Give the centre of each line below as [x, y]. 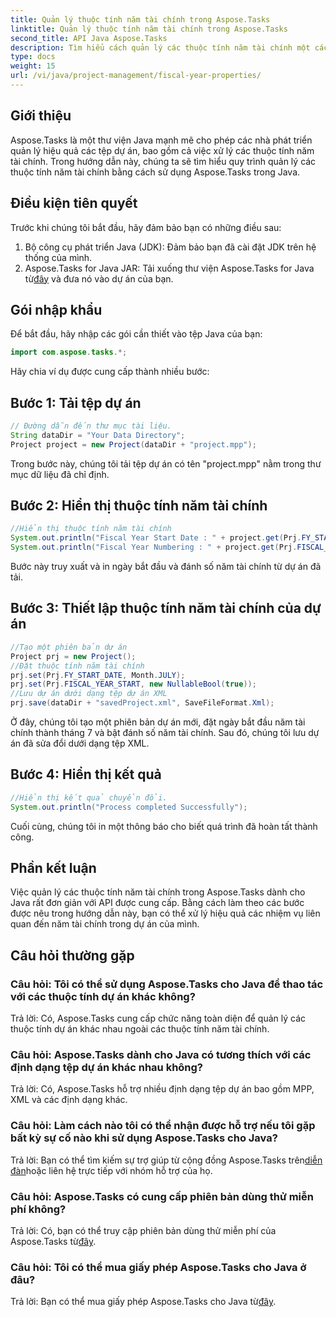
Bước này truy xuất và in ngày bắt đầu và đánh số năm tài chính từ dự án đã [166, 567]
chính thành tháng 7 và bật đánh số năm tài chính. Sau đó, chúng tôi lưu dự [165, 732]
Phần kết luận [53, 867]
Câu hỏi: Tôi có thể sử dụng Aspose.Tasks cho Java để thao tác [167, 984]
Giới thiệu [41, 116]
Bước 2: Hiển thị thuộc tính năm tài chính [139, 506]
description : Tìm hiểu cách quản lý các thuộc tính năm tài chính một [160, 47]
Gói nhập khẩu [56, 309]
